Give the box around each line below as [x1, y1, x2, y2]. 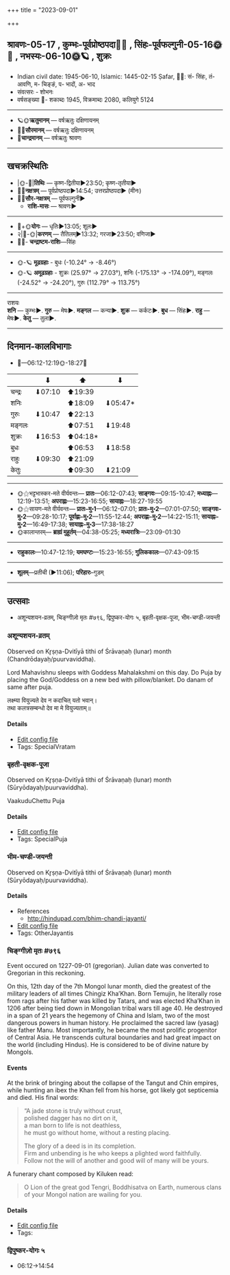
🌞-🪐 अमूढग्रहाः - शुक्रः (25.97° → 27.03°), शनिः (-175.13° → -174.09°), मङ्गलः [16, 268, 214, 277]
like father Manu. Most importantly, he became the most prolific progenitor [7, 1026, 218, 1035]
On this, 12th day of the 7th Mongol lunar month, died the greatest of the [7, 982, 211, 991]
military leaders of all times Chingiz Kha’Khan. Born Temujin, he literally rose [7, 989, 222, 998]
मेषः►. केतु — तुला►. [7, 314, 57, 322]
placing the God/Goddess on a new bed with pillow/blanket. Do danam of [7, 675, 214, 684]
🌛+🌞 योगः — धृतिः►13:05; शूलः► [16, 222, 98, 230]
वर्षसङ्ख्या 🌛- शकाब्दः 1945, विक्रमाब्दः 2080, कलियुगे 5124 [16, 95, 154, 104]
